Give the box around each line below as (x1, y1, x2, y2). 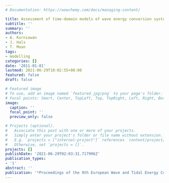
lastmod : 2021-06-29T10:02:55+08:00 (5, 68, 82, 73)
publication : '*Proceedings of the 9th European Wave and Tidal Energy (5, 170, 158, 175)
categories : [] (5, 58, 37, 63)
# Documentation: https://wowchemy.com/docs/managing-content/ (5, 7, 141, 13)
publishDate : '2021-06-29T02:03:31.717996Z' (5, 151, 100, 156)
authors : (5, 31, 24, 36)
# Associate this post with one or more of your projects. (5, 128, 136, 133)
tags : (5, 49, 17, 54)
